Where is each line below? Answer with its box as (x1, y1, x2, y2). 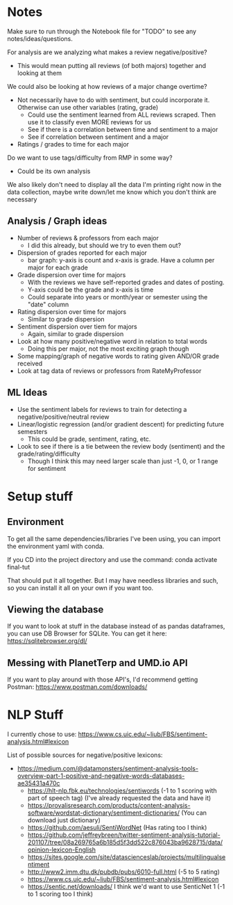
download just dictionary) (27, 816, 101, 824)
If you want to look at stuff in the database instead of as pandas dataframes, (7, 622, 225, 631)
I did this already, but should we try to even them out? (27, 241, 182, 249)
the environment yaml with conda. (7, 542, 105, 550)
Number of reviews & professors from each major (17, 233, 159, 242)
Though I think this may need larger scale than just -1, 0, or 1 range (27, 456, 218, 465)
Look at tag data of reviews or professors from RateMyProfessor (17, 366, 202, 375)
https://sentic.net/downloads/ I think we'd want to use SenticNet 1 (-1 (27, 883, 225, 891)
